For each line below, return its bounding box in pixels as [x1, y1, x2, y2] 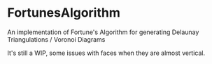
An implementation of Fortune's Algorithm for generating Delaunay [7, 28, 199, 36]
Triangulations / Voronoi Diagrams [7, 35, 106, 43]
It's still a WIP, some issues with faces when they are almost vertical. [7, 49, 206, 57]
